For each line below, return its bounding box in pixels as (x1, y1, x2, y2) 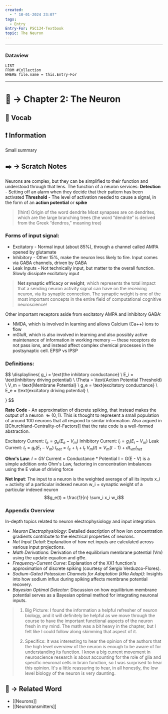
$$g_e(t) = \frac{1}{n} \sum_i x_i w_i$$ (44, 494, 124, 500)
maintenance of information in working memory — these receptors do (12, 337, 156, 343)
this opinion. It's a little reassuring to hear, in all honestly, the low (24, 665, 158, 671)
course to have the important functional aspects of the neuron (24, 618, 153, 624)
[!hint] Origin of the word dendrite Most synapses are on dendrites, (17, 209, 156, 215)
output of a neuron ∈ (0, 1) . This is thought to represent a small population (5, 412, 159, 418)
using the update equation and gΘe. (12, 554, 87, 560)
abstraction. (5, 428, 30, 434)
